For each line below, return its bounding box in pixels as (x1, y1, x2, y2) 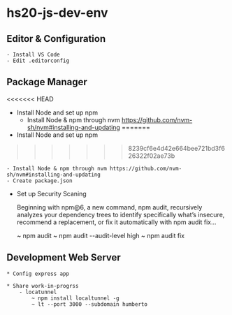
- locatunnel (19, 288, 57, 295)
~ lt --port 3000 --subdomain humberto (31, 300, 148, 308)
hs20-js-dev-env (6, 5, 109, 21)
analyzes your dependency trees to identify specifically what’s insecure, (16, 210, 225, 219)
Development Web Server (6, 251, 122, 263)
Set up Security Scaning (16, 189, 87, 198)
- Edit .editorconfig (6, 57, 70, 64)
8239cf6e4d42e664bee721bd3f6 (128, 144, 225, 152)
